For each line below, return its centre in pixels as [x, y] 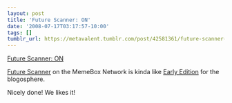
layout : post [26, 13]
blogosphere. [26, 79]
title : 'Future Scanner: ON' [49, 20]
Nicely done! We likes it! [41, 93]
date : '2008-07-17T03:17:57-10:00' [58, 26]
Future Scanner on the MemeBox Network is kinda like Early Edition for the [113, 72]
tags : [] [20, 33]
